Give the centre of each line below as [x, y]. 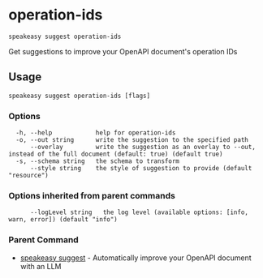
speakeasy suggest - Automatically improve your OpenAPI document [136, 258]
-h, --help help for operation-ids [96, 133]
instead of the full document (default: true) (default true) [116, 154]
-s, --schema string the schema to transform [98, 161]
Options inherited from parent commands [92, 195]
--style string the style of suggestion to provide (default [141, 169]
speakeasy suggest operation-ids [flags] [80, 96]
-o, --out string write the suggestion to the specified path [132, 140]
